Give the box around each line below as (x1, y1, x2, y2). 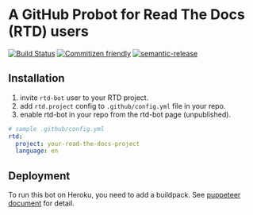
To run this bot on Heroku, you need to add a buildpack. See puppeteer (8, 190, 241, 200)
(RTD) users (8, 22, 89, 40)
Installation (8, 71, 65, 85)
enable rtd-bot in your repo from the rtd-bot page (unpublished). (19, 109, 232, 119)
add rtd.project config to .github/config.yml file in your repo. (19, 101, 226, 110)
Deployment (8, 169, 71, 182)
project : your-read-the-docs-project (15, 140, 140, 148)
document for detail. (8, 198, 75, 208)
